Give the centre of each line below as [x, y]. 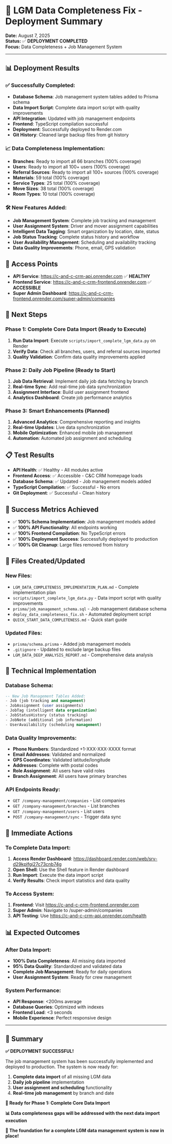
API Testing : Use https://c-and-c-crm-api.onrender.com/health [80, 916]
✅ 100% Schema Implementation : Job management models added [84, 521]
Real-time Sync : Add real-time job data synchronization [72, 387]
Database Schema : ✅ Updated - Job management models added [82, 481]
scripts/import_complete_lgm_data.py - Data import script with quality [87, 598]
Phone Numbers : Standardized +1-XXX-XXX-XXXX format [74, 749]
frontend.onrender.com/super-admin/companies [64, 299]
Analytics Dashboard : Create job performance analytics [72, 398]
